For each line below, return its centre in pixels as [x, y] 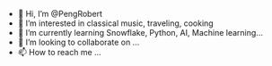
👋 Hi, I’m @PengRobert [60, 14]
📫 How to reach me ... [59, 52]
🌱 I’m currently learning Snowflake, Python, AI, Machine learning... [140, 33]
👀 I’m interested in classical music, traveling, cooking [115, 23]
